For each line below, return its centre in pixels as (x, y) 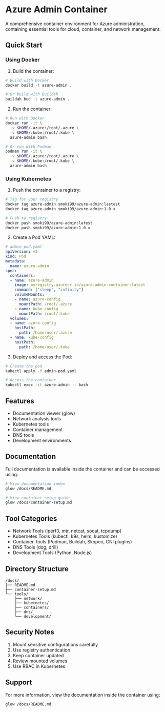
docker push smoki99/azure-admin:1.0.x (48, 228)
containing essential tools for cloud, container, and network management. (83, 29)
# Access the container (31, 380)
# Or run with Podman (28, 147)
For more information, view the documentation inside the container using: (83, 695)
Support (19, 683)
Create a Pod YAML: (34, 237)
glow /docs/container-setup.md (39, 503)
